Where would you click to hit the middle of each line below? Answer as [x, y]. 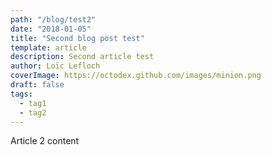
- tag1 [33, 103]
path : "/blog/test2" [53, 19]
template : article [48, 47]
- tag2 [33, 112]
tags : [21, 94]
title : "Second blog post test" [77, 38]
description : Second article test [82, 57]
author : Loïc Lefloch [55, 66]
